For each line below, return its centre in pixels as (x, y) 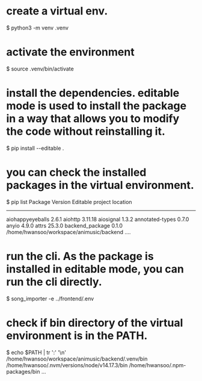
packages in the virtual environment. (100, 185)
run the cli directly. (54, 282)
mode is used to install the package (96, 106)
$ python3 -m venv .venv (38, 28)
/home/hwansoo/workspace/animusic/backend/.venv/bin (77, 359)
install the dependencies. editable (93, 93)
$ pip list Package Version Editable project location (69, 202)
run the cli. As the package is (80, 256)
